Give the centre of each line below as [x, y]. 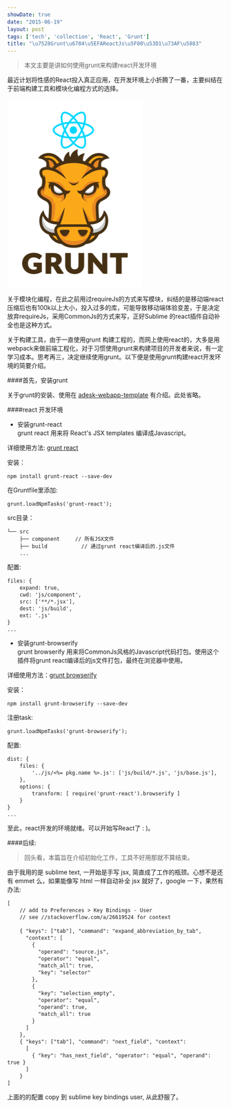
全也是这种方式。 [31, 325]
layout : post [26, 29]
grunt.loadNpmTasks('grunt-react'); [60, 504]
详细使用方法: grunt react [43, 448]
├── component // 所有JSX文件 [67, 539]
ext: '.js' [35, 616]
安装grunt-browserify [47, 643]
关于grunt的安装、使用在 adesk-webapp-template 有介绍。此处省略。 [106, 395]
